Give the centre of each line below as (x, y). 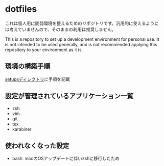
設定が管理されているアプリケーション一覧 (69, 96)
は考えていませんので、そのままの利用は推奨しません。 (60, 29)
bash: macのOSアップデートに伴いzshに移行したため (66, 159)
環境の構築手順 (28, 67)
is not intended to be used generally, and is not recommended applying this (81, 44)
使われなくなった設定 (37, 146)
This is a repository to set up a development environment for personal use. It (82, 39)
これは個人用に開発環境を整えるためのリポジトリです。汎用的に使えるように (82, 23)
